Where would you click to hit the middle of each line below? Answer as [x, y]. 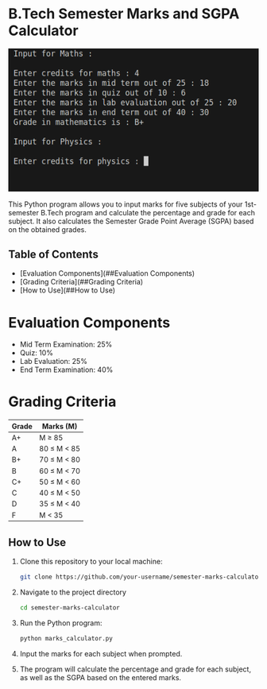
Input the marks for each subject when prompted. [101, 653]
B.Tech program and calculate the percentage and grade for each [148, 212]
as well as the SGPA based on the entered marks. [100, 677]
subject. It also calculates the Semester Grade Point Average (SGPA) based [131, 221]
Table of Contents [54, 254]
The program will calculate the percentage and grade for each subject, [135, 669]
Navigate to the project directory [73, 592]
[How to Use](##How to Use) [68, 290]
